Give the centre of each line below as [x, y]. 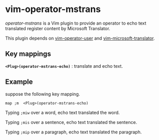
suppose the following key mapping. [43, 94]
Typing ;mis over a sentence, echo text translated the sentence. [71, 122]
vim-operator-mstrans [53, 9]
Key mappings [28, 54]
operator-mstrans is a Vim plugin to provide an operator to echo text [76, 23]
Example [19, 82]
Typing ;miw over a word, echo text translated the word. [62, 112]
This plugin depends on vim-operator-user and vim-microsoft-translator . [80, 38]
